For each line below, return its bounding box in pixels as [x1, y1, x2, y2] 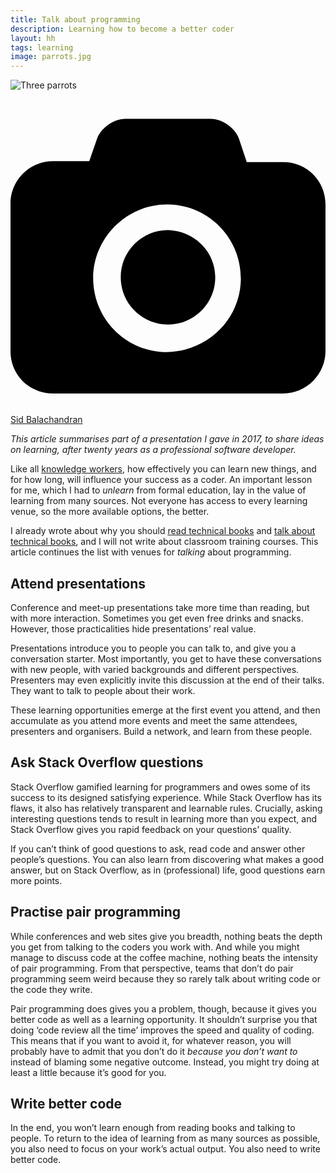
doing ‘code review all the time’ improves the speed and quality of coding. [10, 1024, 315, 1036]
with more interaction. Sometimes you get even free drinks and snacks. [10, 612, 304, 624]
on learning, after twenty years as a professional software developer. [10, 444, 297, 456]
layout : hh [10, 33, 56, 43]
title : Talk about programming [10, 14, 141, 25]
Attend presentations [10, 575, 147, 592]
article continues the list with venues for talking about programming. [10, 546, 292, 558]
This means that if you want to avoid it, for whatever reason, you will [10, 1034, 292, 1046]
